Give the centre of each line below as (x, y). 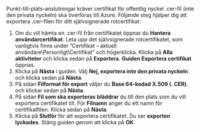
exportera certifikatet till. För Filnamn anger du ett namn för (89, 103)
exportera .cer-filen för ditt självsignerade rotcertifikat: (74, 21)
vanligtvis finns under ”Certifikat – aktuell (66, 46)
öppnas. (25, 65)
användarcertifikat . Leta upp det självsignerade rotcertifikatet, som (99, 39)
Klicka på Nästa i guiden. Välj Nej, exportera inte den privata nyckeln (101, 71)
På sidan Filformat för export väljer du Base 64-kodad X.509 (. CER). (102, 84)
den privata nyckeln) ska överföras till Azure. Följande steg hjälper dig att (97, 15)
